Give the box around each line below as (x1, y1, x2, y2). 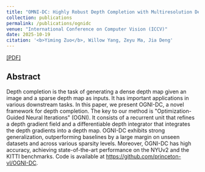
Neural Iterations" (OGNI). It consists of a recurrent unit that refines (26, 113, 195, 121)
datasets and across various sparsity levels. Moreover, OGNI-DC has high (6, 140, 192, 147)
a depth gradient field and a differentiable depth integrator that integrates (6, 120, 190, 127)
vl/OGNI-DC (6, 159, 37, 167)
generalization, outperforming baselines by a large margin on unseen (6, 133, 180, 140)
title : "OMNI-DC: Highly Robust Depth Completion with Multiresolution (6, 9, 192, 15)
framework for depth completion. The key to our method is (6, 107, 154, 115)
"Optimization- (154, 107, 192, 115)
